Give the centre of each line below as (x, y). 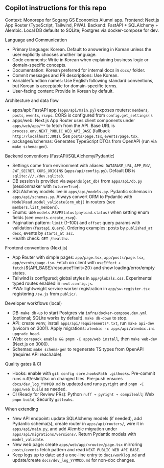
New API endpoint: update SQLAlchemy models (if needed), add (77, 418)
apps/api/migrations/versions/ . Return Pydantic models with (74, 434)
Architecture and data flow (32, 100)
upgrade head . (26, 333)
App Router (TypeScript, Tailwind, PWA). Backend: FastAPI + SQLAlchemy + (82, 25)
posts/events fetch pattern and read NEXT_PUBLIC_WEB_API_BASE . (76, 449)
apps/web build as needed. (39, 389)
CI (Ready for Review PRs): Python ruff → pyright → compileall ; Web (83, 394)
